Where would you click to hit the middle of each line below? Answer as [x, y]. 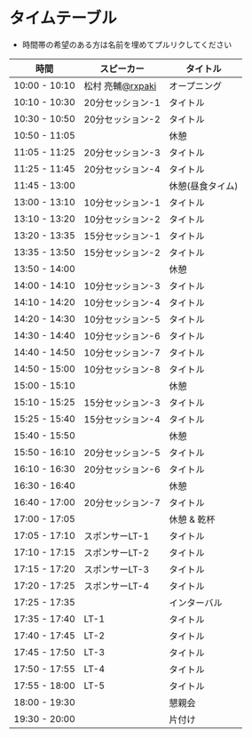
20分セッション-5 [122, 453]
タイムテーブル [63, 18]
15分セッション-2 [122, 253]
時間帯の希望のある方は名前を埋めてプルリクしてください [127, 44]
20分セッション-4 [122, 169]
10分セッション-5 [122, 319]
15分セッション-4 [122, 419]
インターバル [196, 603]
